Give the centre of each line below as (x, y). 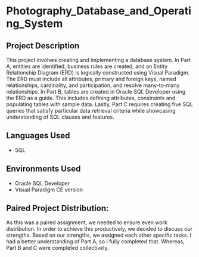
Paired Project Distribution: (57, 208)
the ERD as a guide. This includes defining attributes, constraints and (91, 98)
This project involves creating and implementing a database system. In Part (99, 60)
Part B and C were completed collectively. (57, 248)
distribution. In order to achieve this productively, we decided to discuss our (99, 229)
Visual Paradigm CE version (49, 190)
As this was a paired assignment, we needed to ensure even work (87, 222)
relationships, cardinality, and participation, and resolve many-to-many (93, 85)
